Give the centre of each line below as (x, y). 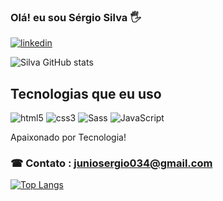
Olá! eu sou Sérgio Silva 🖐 (76, 17)
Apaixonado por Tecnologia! (68, 137)
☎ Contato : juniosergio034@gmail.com (111, 163)
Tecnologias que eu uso (86, 93)
